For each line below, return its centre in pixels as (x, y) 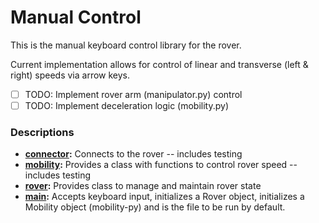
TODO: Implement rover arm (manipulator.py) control (133, 94)
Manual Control (76, 17)
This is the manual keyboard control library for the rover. (126, 45)
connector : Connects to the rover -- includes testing (133, 154)
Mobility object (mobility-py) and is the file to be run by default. (155, 207)
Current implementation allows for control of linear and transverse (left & (159, 64)
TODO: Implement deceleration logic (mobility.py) (127, 105)
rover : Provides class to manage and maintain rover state (143, 186)
